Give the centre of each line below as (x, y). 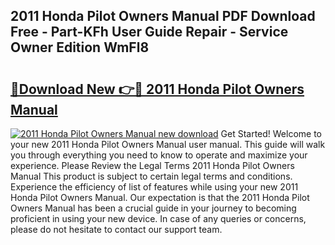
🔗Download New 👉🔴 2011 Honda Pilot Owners (157, 89)
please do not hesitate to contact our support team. (116, 229)
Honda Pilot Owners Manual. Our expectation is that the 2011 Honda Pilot (160, 197)
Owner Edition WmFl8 (80, 47)
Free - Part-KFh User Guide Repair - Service (149, 32)
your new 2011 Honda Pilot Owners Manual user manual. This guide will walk (168, 144)
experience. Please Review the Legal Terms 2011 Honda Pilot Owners (152, 165)
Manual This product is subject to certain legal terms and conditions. (151, 176)
